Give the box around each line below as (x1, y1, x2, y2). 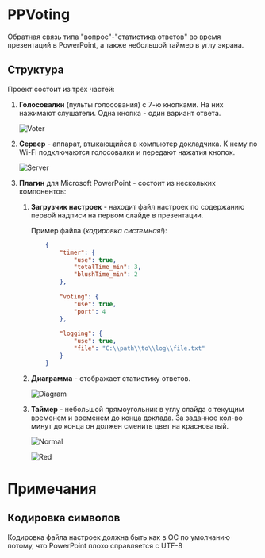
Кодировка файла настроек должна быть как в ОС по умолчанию (7, 532, 231, 541)
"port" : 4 (73, 307, 106, 315)
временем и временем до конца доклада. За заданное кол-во (30, 413, 243, 422)
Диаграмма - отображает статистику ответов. (30, 373, 191, 383)
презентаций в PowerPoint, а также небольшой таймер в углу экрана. (7, 40, 244, 49)
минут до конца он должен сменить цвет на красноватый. (30, 421, 229, 430)
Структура (7, 63, 64, 77)
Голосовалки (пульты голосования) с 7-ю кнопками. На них (18, 99, 224, 109)
